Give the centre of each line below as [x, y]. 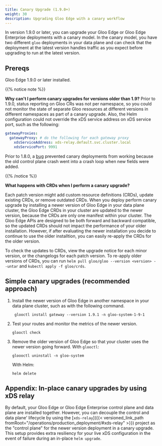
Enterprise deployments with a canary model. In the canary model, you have [81, 37]
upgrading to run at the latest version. [43, 53]
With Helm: [23, 364]
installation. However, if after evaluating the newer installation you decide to [81, 231]
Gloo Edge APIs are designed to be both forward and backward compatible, [81, 220]
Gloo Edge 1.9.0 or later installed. [38, 80]
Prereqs [17, 68]
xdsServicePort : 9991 [35, 147]
